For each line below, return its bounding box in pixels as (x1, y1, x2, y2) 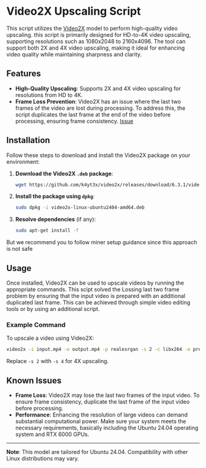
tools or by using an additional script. (6, 305, 100, 312)
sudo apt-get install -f (15, 228, 79, 234)
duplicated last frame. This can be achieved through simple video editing (6, 299, 191, 306)
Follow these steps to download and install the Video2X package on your (6, 152, 191, 159)
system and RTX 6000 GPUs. (15, 431, 90, 438)
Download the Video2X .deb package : (15, 170, 113, 177)
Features (6, 69, 41, 79)
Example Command (6, 320, 66, 329)
